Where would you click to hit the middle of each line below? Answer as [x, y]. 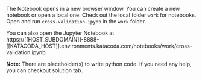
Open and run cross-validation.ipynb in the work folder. [76, 21]
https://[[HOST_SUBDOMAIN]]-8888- [53, 39]
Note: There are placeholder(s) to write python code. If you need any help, [99, 64]
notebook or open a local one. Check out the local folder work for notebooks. [101, 15]
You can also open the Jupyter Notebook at [60, 33]
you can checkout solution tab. [45, 70]
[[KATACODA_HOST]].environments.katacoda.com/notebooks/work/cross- [99, 46]
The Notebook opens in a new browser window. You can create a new [93, 9]
